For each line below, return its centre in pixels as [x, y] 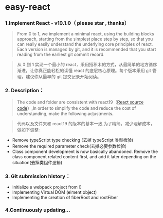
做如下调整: [28, 130]
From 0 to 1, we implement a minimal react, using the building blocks [85, 34]
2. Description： [25, 90]
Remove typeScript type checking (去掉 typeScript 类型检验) [73, 140]
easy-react [28, 7]
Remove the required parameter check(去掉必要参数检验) [69, 146]
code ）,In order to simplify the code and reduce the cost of [76, 108]
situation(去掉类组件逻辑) [37, 162]
